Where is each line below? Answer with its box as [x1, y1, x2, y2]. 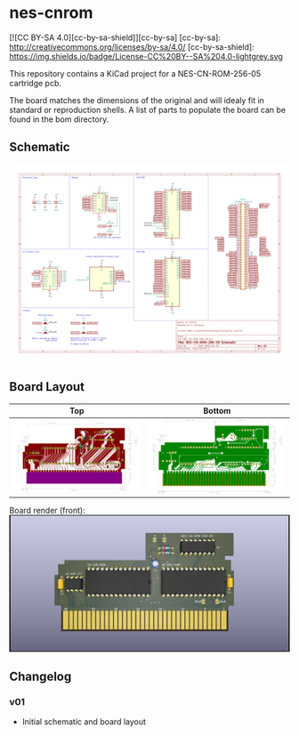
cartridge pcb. [9, 77, 62, 88]
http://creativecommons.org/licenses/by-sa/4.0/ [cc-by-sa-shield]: [9, 41, 255, 52]
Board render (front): [9, 505, 86, 516]
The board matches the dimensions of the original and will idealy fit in [9, 94, 265, 105]
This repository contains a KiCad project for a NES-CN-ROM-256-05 [9, 68, 261, 78]
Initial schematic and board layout [21, 716, 147, 727]
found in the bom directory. [9, 114, 109, 125]
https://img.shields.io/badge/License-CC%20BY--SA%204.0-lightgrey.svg [9, 51, 283, 61]
